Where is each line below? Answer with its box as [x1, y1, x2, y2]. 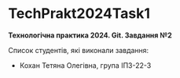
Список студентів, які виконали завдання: [8, 45, 149, 55]
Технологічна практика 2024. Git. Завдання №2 [8, 30, 172, 40]
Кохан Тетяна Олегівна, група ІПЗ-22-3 [19, 60, 152, 70]
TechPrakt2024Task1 [8, 5, 151, 23]
